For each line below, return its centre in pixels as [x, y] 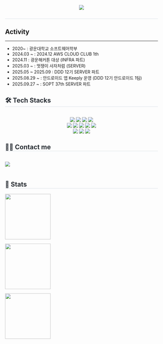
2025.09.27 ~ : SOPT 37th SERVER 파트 [51, 84]
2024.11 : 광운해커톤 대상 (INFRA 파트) [49, 60]
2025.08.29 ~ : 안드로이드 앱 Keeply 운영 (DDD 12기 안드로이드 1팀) [77, 78]
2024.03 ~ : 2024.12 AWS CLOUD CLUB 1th [55, 54]
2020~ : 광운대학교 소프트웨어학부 [45, 49]
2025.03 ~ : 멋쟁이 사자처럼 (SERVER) [49, 66]
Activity [17, 32]
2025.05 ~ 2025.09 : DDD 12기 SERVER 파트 [56, 72]
